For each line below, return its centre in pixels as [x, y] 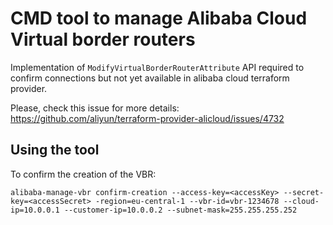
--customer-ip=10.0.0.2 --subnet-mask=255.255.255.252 [180, 210]
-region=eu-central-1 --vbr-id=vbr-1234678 [187, 201]
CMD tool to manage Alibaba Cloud [159, 18]
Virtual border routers [103, 39]
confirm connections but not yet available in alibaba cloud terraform [150, 78]
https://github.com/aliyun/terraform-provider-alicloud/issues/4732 [147, 118]
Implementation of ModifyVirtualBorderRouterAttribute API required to [157, 67]
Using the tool [55, 150]
